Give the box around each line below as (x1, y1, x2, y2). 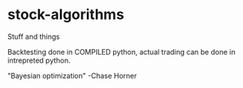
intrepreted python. (7, 55, 71, 65)
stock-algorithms (7, 6, 124, 24)
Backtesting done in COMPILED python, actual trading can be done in (7, 47, 236, 56)
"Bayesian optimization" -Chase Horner (7, 71, 137, 80)
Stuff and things (7, 32, 61, 41)
